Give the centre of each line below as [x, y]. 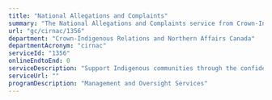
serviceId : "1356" [39, 53]
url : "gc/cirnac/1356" [47, 31]
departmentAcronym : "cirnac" [57, 46]
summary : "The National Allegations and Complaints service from [121, 23]
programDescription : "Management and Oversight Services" [108, 83]
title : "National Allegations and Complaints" [88, 16]
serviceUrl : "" [34, 76]
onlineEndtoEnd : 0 [39, 61]
